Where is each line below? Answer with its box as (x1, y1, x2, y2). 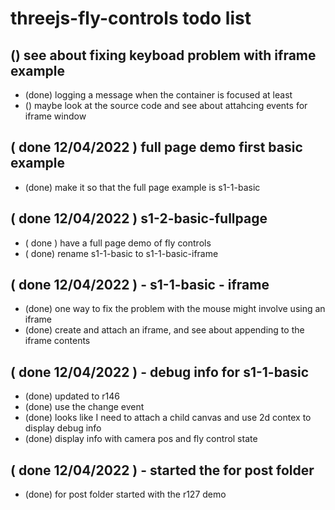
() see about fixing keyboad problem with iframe (10, 47, 317, 64)
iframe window (24, 110, 87, 122)
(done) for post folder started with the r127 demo (24, 488, 227, 501)
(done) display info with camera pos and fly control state (24, 433, 258, 445)
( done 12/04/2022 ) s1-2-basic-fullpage (10, 210, 268, 227)
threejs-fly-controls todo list (10, 7, 252, 30)
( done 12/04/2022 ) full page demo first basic (10, 139, 303, 156)
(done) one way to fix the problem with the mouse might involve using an (24, 303, 326, 315)
